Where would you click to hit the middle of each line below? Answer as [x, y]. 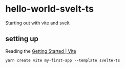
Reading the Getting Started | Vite [41, 51]
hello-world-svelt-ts [49, 9]
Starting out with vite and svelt [38, 23]
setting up [22, 39]
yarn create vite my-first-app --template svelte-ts [63, 60]
